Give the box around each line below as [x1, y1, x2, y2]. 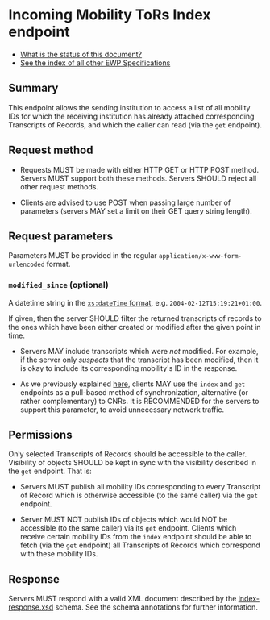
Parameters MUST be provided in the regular [8, 251, 157, 260]
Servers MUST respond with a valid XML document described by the [8, 594, 237, 604]
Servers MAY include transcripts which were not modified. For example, [19, 346, 260, 356]
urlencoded [8, 260, 45, 269]
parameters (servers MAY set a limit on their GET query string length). [19, 206, 252, 215]
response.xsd [8, 602, 54, 612]
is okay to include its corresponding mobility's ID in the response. [19, 363, 238, 372]
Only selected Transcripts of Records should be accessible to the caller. [8, 449, 247, 459]
